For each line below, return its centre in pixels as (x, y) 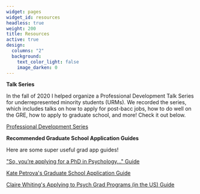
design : (16, 46)
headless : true (25, 23)
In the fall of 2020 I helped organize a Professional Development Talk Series (100, 96)
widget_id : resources (33, 17)
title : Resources (28, 34)
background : (27, 56)
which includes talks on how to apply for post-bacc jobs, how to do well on (99, 109)
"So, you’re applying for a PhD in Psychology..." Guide (73, 162)
